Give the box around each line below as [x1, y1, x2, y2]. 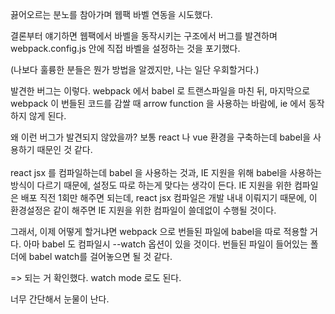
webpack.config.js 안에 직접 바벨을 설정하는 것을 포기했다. [10, 43, 241, 54]
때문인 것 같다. [36, 144, 93, 155]
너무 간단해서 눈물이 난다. [10, 293, 110, 305]
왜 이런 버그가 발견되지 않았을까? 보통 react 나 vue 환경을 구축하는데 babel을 [10, 131, 312, 143]
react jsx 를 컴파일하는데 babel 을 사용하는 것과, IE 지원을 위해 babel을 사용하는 [10, 167, 323, 178]
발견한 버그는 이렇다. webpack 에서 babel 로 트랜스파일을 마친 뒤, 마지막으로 [10, 85, 311, 97]
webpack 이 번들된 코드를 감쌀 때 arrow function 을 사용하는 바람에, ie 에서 [10, 98, 307, 109]
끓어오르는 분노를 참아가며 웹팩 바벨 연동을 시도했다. [10, 9, 213, 20]
